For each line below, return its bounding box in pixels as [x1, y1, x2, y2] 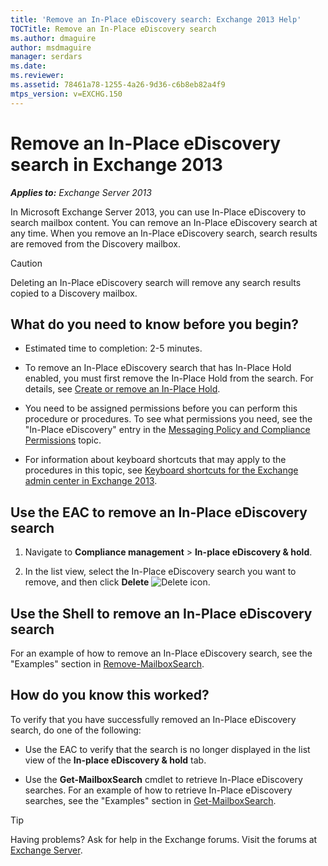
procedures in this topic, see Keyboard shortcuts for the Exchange [24, 464, 299, 476]
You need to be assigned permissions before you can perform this [24, 402, 298, 415]
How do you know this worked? [10, 687, 210, 704]
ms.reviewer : [10, 71, 65, 81]
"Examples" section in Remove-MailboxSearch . [10, 658, 205, 670]
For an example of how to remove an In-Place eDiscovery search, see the [10, 647, 313, 659]
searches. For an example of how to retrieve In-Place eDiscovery [24, 784, 293, 796]
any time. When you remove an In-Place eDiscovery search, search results [10, 227, 318, 239]
